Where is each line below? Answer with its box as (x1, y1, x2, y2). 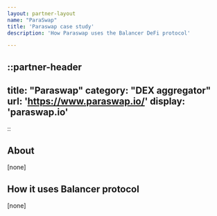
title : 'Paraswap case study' (7, 23, 95, 30)
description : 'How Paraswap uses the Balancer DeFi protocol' (7, 29, 191, 37)
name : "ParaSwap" (7, 17, 58, 24)
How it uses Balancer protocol (7, 183, 140, 195)
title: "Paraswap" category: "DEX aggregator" (7, 84, 211, 97)
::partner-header (7, 61, 82, 73)
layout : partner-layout (7, 10, 76, 17)
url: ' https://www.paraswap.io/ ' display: (7, 96, 186, 107)
